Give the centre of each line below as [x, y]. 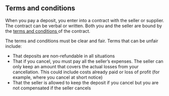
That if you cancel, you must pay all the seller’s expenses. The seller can [88, 61]
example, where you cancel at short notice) [58, 77]
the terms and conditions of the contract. [48, 31]
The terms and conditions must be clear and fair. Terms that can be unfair [82, 41]
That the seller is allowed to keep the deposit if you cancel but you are [86, 82]
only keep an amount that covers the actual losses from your [75, 66]
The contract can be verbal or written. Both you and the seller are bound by [84, 26]
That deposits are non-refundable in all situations [64, 56]
